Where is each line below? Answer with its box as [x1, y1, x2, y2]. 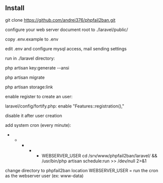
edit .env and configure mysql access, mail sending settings [5, 45, 127, 51]
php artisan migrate [5, 74, 45, 80]
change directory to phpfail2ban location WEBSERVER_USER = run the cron [5, 167, 159, 173]
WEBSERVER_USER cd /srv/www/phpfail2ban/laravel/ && [41, 152, 158, 158]
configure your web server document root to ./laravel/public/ [5, 27, 128, 33]
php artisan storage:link [5, 84, 53, 90]
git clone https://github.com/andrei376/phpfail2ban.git [5, 17, 116, 23]
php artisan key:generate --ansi [5, 65, 69, 71]
